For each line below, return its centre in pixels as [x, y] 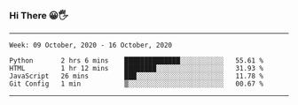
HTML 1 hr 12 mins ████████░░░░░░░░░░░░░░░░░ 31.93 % [137, 69]
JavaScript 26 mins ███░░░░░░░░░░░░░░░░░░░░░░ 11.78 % [137, 76]
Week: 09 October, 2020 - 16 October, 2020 [91, 45]
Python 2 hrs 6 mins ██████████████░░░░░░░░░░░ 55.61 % [137, 61]
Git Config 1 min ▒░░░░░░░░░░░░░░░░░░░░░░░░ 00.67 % [137, 84]
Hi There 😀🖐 [39, 15]
